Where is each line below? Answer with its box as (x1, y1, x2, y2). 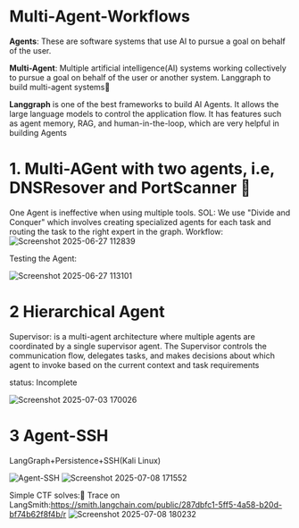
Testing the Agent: (9, 253, 78, 264)
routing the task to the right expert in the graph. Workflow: (9, 226, 224, 237)
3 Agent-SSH (9, 426, 109, 446)
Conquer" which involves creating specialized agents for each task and (9, 216, 271, 227)
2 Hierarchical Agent (9, 302, 165, 323)
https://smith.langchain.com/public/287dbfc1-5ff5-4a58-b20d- (50, 499, 283, 510)
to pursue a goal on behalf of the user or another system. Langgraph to (9, 71, 271, 82)
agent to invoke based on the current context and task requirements (9, 359, 260, 370)
